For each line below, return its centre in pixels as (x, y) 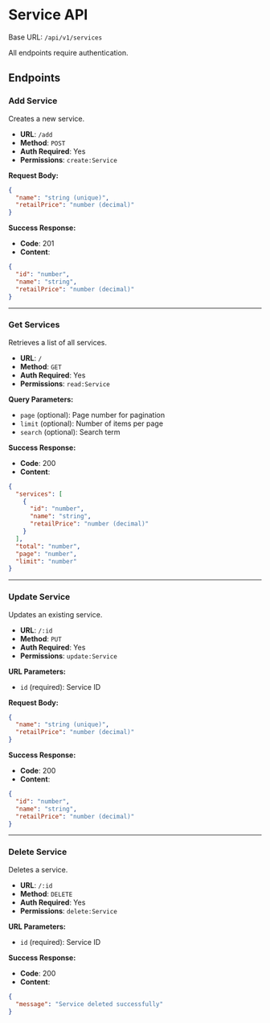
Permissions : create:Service (69, 159)
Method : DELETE (46, 893)
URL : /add (36, 134)
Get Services (34, 325)
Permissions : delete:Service (69, 910)
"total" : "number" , (48, 546)
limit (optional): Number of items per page (91, 423)
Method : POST (43, 142)
